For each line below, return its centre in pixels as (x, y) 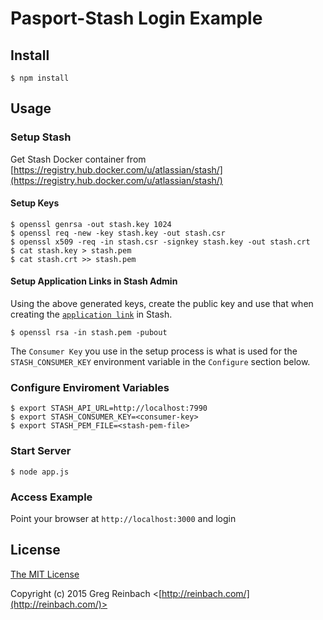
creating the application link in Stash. (91, 314)
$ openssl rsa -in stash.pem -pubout (89, 333)
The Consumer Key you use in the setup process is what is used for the (154, 351)
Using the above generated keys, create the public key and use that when (162, 304)
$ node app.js (40, 472)
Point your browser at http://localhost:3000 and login (123, 518)
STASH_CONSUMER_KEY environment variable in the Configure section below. (160, 362)
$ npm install (40, 78)
